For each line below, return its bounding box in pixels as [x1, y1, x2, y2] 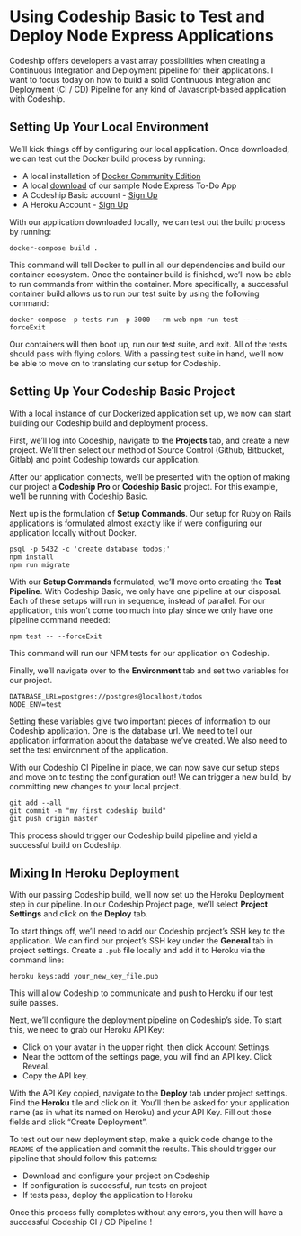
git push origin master [9, 814, 99, 823]
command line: [9, 954, 65, 965]
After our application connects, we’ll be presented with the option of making [9, 471, 290, 483]
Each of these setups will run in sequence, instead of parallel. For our [9, 595, 266, 606]
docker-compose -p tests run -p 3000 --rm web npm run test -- [9, 315, 252, 324]
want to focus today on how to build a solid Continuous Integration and [9, 74, 271, 85]
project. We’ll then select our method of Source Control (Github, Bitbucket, [9, 444, 285, 456]
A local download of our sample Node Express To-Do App [22, 180, 237, 191]
